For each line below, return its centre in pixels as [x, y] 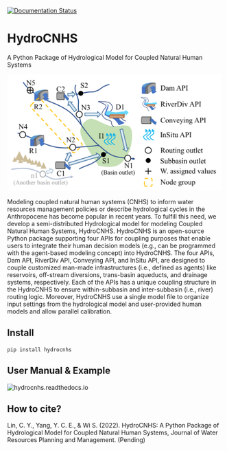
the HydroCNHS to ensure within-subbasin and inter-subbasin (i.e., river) [110, 289]
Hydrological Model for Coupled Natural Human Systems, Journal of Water [112, 432]
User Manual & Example [59, 371]
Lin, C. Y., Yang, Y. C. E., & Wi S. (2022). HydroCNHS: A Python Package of [113, 426]
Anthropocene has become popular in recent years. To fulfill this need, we [112, 216]
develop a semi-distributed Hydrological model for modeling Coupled [105, 223]
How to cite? [34, 409]
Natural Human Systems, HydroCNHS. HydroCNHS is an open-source [106, 231]
